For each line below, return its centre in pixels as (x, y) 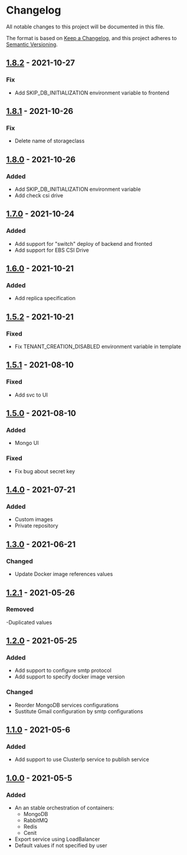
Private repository (36, 526)
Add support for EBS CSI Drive (52, 250)
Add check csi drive (39, 195)
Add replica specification (45, 298)
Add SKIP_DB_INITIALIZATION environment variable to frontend (92, 93)
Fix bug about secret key (45, 471)
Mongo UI (27, 443)
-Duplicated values (29, 622)
